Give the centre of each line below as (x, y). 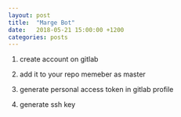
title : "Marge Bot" (42, 23)
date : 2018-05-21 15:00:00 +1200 (66, 30)
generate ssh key (47, 105)
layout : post (29, 15)
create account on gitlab (59, 59)
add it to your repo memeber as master (83, 74)
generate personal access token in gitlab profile (96, 90)
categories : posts (38, 37)
